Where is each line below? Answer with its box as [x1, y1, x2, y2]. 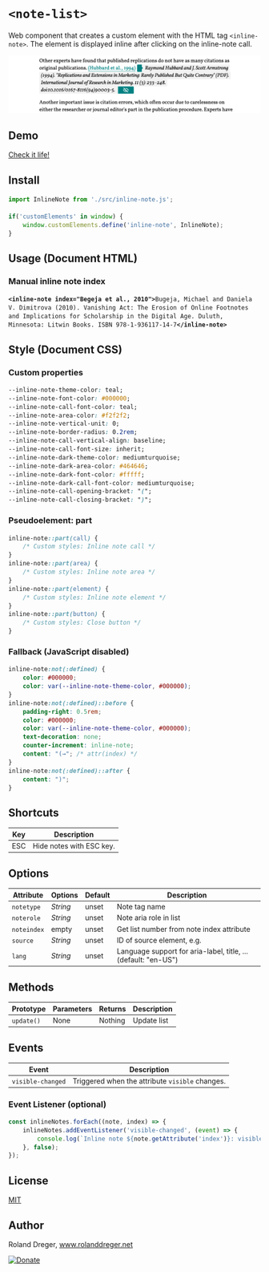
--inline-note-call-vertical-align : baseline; [8, 437, 167, 445]
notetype [11, 903, 42, 912]
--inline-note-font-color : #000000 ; [8, 394, 130, 403]
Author [8, 1218, 44, 1232]
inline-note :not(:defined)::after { [8, 767, 130, 775]
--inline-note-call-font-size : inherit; [8, 445, 146, 453]
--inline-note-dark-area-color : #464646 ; [8, 462, 149, 470]
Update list [132, 1015, 169, 1026]
